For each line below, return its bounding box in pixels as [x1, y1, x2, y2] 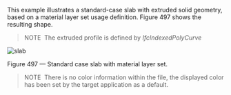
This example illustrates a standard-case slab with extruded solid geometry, [7, 6, 223, 14]
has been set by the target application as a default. [23, 81, 169, 88]
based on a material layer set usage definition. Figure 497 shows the [7, 13, 202, 21]
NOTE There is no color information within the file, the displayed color [23, 73, 224, 81]
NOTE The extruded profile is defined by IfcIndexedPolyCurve [23, 33, 202, 42]
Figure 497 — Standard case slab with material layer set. [7, 60, 168, 68]
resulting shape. [7, 21, 53, 28]
